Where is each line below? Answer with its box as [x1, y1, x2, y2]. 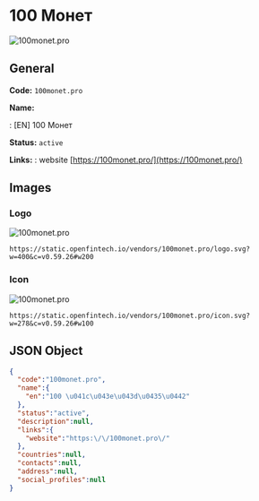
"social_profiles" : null [17, 475, 106, 484]
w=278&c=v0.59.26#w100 [9, 319, 94, 328]
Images [9, 180, 52, 195]
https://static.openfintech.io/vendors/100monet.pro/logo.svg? [9, 245, 251, 254]
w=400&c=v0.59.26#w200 [9, 253, 94, 262]
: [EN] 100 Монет [9, 119, 73, 130]
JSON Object [9, 343, 83, 358]
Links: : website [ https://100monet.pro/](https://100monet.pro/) [9, 154, 243, 165]
